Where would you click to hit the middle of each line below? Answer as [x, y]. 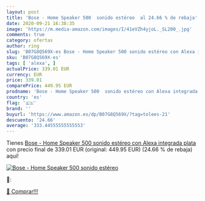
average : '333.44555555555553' [46, 126]
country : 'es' [24, 97]
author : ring [23, 46]
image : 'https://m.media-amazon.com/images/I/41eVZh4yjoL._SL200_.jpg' [99, 29]
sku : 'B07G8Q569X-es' [34, 57]
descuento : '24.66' [31, 120]
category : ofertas [30, 40]
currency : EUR [24, 75]
